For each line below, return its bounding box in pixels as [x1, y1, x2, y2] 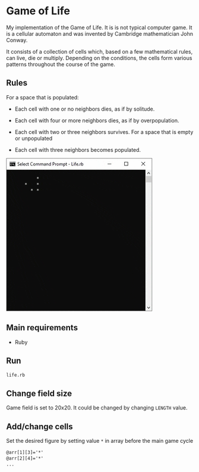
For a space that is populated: [6, 93, 79, 101]
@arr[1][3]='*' [6, 449, 44, 455]
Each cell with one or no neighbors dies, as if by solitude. [14, 105, 155, 112]
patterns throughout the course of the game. [6, 61, 116, 68]
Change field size [6, 388, 72, 398]
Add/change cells [6, 421, 73, 432]
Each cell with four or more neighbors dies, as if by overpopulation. [14, 117, 179, 124]
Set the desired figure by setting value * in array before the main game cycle [6, 437, 194, 444]
